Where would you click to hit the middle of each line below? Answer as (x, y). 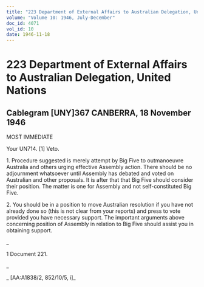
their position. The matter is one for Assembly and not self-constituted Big (99, 187)
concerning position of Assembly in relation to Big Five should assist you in (100, 224)
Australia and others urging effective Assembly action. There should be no (99, 167)
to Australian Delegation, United (89, 78)
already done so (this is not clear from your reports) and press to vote (93, 211)
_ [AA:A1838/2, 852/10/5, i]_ (41, 278)
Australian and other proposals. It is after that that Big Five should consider (100, 180)
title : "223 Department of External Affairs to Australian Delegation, (99, 12)
